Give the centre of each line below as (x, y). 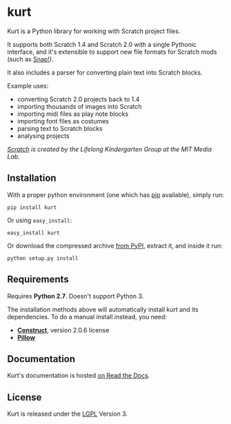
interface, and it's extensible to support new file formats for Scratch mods (112, 52)
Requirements (38, 280)
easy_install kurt (33, 233)
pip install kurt (32, 208)
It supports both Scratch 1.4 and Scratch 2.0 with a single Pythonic (102, 44)
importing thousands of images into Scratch (79, 106)
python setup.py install (43, 258)
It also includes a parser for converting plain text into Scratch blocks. (105, 72)
